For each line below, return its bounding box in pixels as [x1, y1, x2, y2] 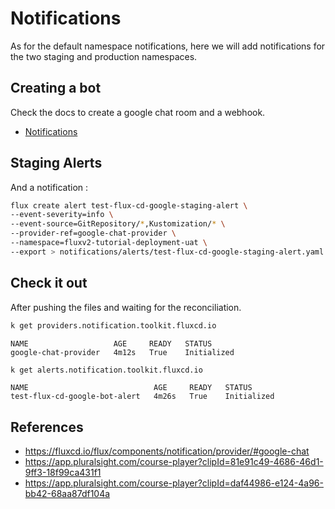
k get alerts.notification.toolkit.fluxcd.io [10, 365, 203, 375]
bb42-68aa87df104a [24, 488, 111, 500]
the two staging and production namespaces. [10, 50, 198, 62]
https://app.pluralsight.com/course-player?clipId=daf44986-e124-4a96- [24, 477, 324, 489]
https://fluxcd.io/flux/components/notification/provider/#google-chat [24, 445, 310, 457]
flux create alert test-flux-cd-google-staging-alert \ [10, 200, 248, 211]
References [10, 418, 84, 436]
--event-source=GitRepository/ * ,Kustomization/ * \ [10, 219, 226, 229]
